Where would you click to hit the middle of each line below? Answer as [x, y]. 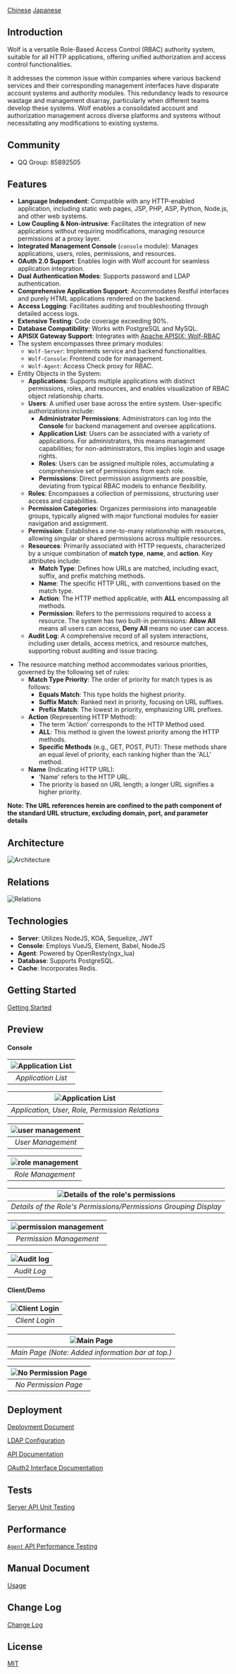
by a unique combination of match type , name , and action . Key [120, 554]
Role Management [44, 1175]
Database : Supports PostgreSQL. [66, 960]
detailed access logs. [48, 314]
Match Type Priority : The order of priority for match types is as [120, 679]
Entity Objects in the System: [60, 374]
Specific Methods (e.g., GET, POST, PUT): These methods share [133, 747]
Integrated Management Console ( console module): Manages [108, 246]
